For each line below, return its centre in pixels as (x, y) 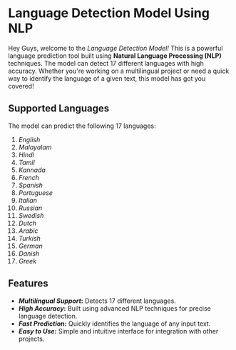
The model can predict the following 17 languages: (82, 126)
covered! (21, 86)
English (29, 139)
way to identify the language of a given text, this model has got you (107, 78)
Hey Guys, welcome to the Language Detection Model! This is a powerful (116, 48)
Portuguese (35, 192)
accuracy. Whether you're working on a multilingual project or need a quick (119, 71)
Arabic (28, 231)
